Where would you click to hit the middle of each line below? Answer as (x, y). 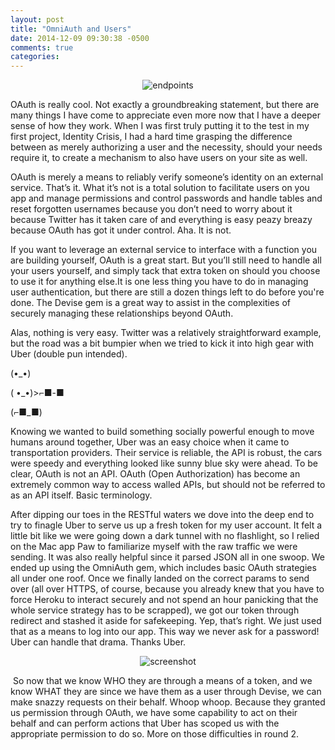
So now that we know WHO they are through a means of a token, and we (162, 681)
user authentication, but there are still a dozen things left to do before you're (167, 292)
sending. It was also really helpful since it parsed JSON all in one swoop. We (168, 557)
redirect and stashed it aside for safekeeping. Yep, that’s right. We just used (166, 621)
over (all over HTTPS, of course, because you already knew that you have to (167, 589)
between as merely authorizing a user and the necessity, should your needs (166, 147)
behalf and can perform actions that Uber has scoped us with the (145, 723)
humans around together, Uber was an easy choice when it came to (150, 442)
